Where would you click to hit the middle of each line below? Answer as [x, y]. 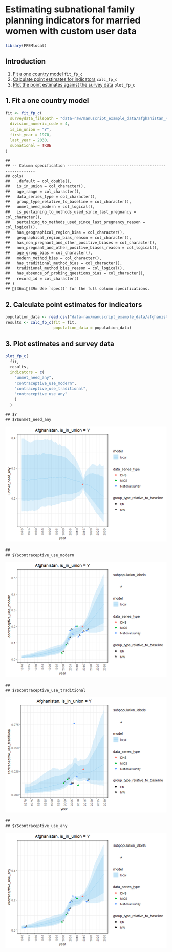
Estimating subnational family [70, 9]
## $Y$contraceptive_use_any [36, 826]
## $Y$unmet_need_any [28, 420]
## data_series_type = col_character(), [51, 197]
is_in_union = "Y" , [31, 130]
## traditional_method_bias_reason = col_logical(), [65, 268]
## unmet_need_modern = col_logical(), [50, 207]
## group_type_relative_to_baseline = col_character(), [68, 202]
